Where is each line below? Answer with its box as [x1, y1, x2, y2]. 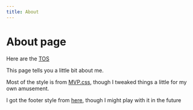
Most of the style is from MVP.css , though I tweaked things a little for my [6, 78, 187, 85]
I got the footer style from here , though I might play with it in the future [6, 96, 182, 103]
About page [6, 34, 66, 48]
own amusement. [6, 85, 49, 92]
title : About [6, 8, 39, 15]
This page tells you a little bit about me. [6, 66, 104, 74]
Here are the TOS [6, 55, 49, 62]
